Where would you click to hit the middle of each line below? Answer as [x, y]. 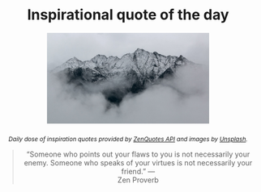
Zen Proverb [138, 180]
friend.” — [138, 171]
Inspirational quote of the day [128, 15]
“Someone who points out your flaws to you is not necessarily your [138, 154]
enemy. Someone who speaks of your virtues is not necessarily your [138, 162]
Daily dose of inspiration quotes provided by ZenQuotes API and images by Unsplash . [128, 139]
